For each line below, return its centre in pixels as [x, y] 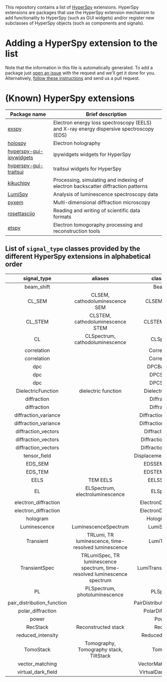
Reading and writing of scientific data [97, 210]
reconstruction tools [77, 231]
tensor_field [37, 456]
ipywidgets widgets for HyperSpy [92, 154]
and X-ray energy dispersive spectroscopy [103, 129]
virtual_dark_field [37, 672]
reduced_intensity [37, 635]
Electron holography [77, 143]
